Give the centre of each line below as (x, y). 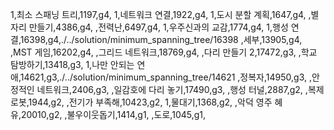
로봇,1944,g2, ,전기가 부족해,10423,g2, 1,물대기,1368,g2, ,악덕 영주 (141, 102)
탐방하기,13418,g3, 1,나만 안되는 (72, 64)
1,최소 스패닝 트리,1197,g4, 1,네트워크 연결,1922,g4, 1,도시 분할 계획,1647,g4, (158, 14)
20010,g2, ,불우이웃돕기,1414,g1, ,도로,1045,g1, (113, 114)
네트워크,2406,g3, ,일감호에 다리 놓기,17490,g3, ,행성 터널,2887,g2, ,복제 (180, 89)
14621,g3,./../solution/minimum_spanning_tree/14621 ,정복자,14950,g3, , (165, 77)
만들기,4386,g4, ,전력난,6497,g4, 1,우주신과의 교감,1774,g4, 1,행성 (158, 27)
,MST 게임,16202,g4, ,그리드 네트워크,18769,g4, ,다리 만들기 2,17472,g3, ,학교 (164, 52)
